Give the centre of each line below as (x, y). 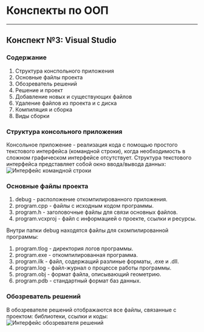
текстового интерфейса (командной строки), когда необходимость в (96, 151)
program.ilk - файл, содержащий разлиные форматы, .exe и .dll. (97, 262)
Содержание (27, 58)
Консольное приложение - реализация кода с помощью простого (92, 144)
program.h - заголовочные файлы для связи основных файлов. (96, 212)
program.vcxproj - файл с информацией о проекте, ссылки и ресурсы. (106, 219)
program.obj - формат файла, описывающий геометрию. (88, 274)
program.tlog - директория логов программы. (74, 248)
